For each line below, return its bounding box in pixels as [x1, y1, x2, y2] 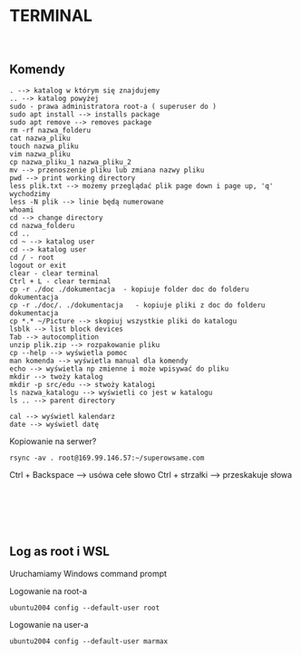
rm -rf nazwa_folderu [9, 125, 92, 134]
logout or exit [9, 261, 67, 270]
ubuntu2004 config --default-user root [9, 603, 160, 612]
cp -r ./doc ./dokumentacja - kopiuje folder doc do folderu [9, 284, 249, 293]
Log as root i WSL [9, 544, 111, 560]
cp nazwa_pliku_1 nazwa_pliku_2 [9, 157, 131, 166]
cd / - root [9, 253, 54, 262]
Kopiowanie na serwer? [9, 435, 97, 446]
